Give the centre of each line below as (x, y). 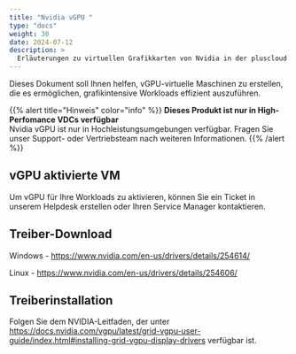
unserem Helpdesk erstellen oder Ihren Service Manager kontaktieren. (137, 206)
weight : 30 (29, 34)
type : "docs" (33, 26)
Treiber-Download (61, 234)
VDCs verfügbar (88, 119)
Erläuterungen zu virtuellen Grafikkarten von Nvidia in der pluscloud (152, 58)
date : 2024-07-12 (41, 42)
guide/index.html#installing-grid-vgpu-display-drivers (108, 341)
